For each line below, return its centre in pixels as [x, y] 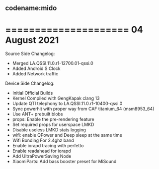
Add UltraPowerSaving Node [42, 156]
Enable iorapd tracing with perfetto [48, 146]
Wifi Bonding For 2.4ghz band [43, 140]
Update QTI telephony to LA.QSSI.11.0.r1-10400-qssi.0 [67, 104]
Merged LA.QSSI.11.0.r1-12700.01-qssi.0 [53, 63]
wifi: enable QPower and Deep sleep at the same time [67, 135]
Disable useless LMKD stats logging [49, 130]
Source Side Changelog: [30, 54]
